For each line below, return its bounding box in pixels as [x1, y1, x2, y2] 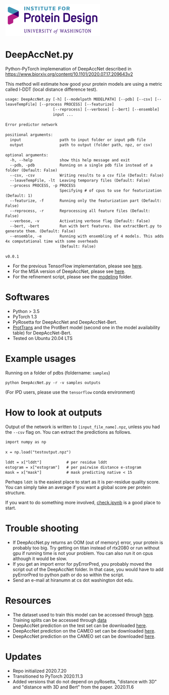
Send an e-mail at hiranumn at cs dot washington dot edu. [12, 577, 134, 583]
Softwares [5, 292, 50, 303]
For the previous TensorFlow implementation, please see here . [12, 263, 143, 269]
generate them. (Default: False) [5, 228, 76, 234]
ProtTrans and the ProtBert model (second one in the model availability [12, 324, 160, 330]
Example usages [5, 353, 76, 365]
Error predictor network [5, 122, 58, 127]
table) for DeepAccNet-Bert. [12, 330, 72, 336]
